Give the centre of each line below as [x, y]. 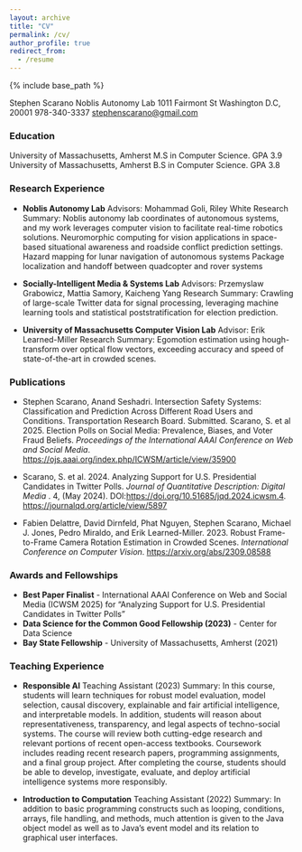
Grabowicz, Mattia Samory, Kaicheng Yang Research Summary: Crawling [158, 293]
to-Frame [40, 542]
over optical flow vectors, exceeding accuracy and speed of [173, 349]
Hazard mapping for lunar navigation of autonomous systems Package [153, 256]
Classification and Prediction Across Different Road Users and [137, 411]
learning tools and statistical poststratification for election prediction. [150, 312]
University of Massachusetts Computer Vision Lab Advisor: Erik [144, 330]
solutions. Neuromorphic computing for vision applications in [136, 237]
